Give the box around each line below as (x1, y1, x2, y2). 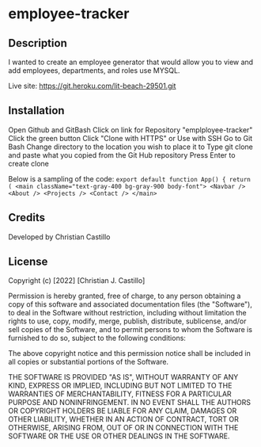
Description (8, 36, 67, 50)
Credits (8, 211, 46, 224)
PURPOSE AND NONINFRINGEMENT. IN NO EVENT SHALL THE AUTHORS (8, 398, 252, 407)
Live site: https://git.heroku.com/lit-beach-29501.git (8, 81, 176, 90)
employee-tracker (8, 5, 130, 23)
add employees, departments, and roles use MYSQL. (8, 66, 180, 75)
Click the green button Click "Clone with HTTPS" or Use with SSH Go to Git (8, 133, 253, 143)
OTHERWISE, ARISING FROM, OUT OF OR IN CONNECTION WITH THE (8, 423, 239, 433)
